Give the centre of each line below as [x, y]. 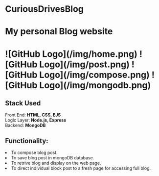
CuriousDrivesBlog [45, 9]
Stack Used [23, 103]
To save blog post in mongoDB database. [53, 158]
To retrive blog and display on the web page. [56, 163]
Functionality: [27, 141]
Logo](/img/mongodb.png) [95, 85]
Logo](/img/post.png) [84, 64]
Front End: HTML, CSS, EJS [33, 115]
